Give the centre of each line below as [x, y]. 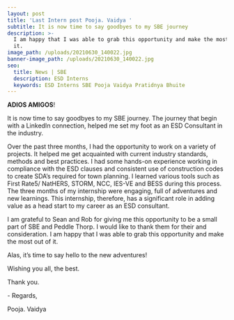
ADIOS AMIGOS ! [31, 105]
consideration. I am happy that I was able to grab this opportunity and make [116, 234]
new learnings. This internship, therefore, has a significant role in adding [111, 199]
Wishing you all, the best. [44, 268]
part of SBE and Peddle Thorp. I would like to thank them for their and [107, 227]
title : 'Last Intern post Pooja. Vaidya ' [70, 20]
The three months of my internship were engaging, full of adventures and [112, 191]
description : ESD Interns [51, 78]
